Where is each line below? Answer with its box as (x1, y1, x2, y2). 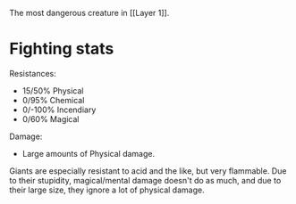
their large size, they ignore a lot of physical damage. (9, 184, 205, 195)
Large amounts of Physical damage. (21, 148, 155, 159)
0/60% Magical (21, 113, 80, 124)
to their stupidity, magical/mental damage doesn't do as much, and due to (9, 175, 282, 185)
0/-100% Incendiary (21, 104, 97, 115)
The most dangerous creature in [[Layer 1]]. (9, 8, 170, 18)
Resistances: (9, 68, 56, 78)
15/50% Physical (21, 85, 84, 96)
